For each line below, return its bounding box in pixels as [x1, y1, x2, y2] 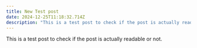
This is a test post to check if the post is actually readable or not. [6, 36, 162, 43]
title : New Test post [6, 8, 59, 15]
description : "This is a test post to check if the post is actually [6, 19, 180, 25]
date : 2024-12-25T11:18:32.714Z [6, 14, 85, 20]
